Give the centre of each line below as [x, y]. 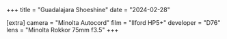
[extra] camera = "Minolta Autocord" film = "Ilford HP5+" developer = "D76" [113, 23]
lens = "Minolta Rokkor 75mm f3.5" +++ [63, 30]
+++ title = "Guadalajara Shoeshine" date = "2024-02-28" [88, 10]
